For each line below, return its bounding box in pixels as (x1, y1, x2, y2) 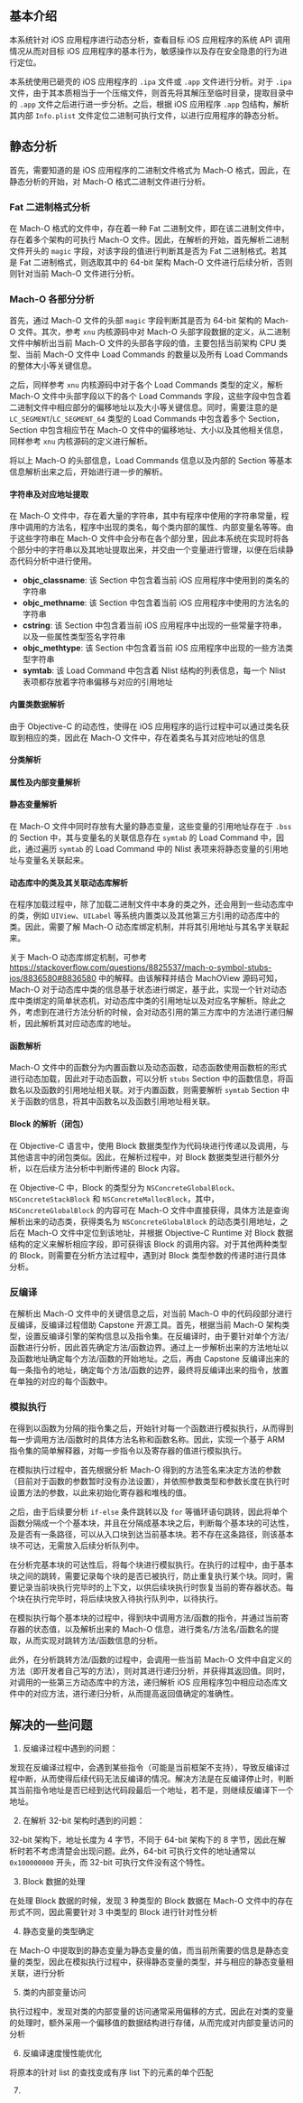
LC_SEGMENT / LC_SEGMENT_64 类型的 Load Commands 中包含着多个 (9, 414, 246, 425)
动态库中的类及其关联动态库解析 (9, 877, 128, 888)
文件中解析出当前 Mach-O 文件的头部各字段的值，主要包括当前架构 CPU (9, 338, 277, 349)
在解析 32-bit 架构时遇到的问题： (22, 1815, 145, 1827)
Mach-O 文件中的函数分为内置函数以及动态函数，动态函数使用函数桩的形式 (9, 1062, 287, 1073)
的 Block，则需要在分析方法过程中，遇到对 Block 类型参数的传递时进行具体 (9, 1249, 287, 1260)
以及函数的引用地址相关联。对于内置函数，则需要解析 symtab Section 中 (24, 1085, 290, 1096)
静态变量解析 (9, 799, 57, 810)
